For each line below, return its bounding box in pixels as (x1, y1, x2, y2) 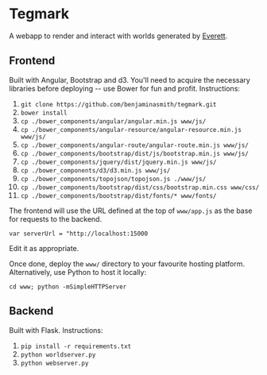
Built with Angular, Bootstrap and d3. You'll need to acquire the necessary (9, 75, 251, 84)
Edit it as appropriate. (9, 243, 79, 253)
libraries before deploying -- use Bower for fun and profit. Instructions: (9, 83, 241, 93)
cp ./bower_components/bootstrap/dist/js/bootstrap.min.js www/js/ (20, 149, 249, 157)
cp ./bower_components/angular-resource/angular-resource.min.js (20, 126, 242, 133)
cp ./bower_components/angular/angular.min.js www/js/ (20, 117, 207, 126)
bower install (20, 109, 68, 117)
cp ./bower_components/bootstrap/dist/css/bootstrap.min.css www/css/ (20, 184, 260, 191)
